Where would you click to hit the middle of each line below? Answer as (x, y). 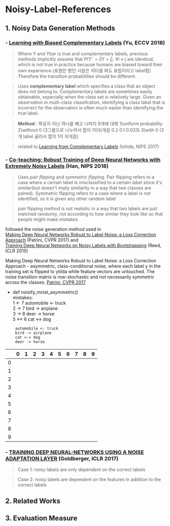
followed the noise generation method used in (53, 229)
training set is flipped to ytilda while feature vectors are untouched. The (80, 272)
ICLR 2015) (17, 251)
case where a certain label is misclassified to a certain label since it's (90, 183)
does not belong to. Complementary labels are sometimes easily (85, 91)
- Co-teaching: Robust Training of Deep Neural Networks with (83, 160)
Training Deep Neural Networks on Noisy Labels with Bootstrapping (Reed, (83, 246)
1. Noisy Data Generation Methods (60, 28)
